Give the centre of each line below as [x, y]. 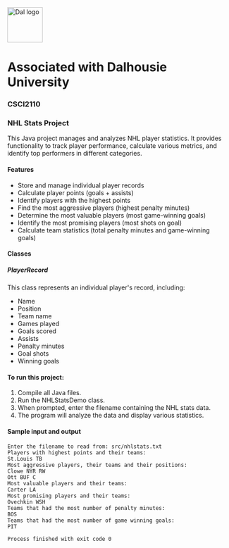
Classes [19, 254]
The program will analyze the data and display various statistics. [111, 416]
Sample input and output [44, 431]
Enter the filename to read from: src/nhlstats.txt [85, 447]
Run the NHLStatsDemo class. [61, 400]
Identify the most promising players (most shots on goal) [99, 223]
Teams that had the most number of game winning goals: [91, 521]
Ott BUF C [22, 477]
